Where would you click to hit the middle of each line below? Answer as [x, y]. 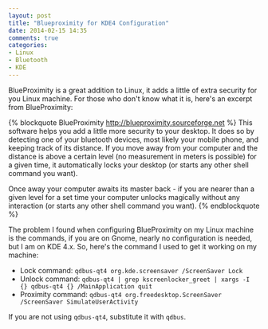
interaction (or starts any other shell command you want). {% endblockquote [134, 206]
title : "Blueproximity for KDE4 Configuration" [89, 23]
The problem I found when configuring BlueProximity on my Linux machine [131, 229]
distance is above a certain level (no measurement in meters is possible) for [132, 156]
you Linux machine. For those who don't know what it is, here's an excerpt [130, 98]
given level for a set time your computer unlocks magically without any [124, 197]
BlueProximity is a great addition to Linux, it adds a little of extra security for [133, 90]
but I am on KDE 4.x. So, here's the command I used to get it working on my [133, 246]
